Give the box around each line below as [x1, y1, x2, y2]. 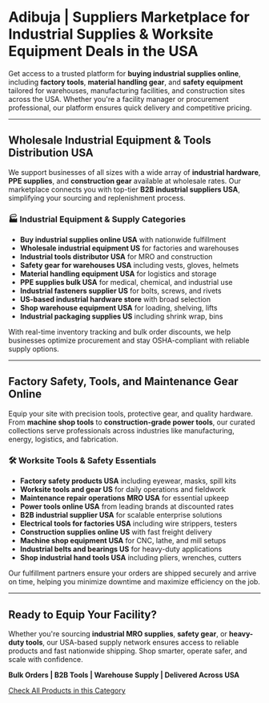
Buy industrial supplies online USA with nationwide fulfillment [19, 235, 227, 245]
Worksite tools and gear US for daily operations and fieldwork [19, 485, 227, 494]
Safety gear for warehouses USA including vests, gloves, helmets [19, 261, 239, 270]
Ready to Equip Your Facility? [8, 608, 158, 621]
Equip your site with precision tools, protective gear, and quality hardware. [8, 408, 254, 418]
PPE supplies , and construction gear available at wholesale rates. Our [8, 176, 242, 185]
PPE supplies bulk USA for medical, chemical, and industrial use [19, 278, 233, 287]
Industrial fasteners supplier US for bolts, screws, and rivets [19, 286, 222, 296]
